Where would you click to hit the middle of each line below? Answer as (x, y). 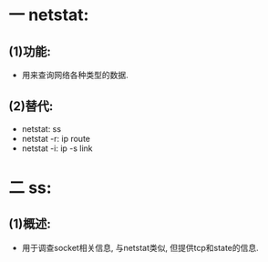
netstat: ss (41, 128)
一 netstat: (49, 15)
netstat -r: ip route (56, 138)
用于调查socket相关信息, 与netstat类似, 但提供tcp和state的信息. (140, 247)
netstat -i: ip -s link (57, 148)
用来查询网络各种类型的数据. (75, 75)
